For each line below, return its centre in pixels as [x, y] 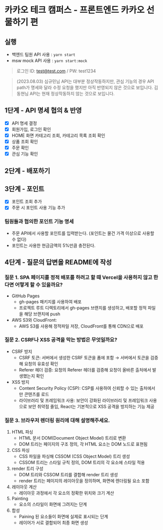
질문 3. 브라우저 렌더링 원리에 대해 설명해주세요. [57, 420]
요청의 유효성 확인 [41, 364]
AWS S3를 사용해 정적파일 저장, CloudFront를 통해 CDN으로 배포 [81, 326]
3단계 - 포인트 [24, 189]
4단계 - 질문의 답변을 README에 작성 [58, 262]
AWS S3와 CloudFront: [34, 320]
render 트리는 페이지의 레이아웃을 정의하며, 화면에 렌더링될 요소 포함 [84, 481]
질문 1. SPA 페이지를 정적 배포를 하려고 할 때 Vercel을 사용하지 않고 [78, 278]
